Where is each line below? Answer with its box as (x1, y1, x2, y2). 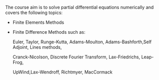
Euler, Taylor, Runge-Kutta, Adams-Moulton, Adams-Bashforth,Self (12, 39, 152, 45)
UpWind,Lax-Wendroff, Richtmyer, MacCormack (12, 69, 113, 75)
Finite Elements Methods (12, 20, 65, 25)
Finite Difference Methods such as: (12, 29, 86, 35)
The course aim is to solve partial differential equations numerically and (5, 5, 154, 10)
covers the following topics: (5, 10, 63, 16)
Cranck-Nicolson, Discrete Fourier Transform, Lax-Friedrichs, (12, 54, 140, 60)
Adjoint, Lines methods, (12, 44, 62, 50)
